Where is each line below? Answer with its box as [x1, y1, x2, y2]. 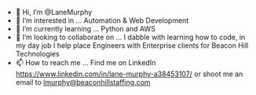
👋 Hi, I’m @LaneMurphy [15, 8, 93, 16]
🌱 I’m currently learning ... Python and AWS [15, 24, 155, 33]
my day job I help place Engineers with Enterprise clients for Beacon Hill [15, 41, 249, 50]
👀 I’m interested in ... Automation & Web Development [15, 16, 189, 25]
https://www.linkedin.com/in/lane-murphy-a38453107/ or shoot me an [15, 69, 243, 79]
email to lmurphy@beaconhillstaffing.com [15, 78, 151, 86]
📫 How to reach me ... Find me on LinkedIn [15, 58, 156, 67]
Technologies [15, 49, 60, 58]
